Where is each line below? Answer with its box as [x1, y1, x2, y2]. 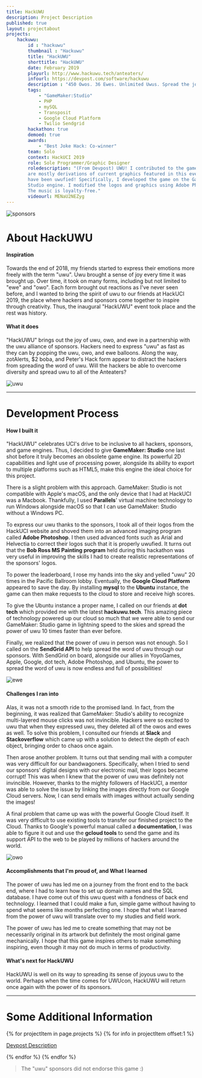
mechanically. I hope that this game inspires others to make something [6, 937, 182, 944]
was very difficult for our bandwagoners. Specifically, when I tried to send [6, 760, 190, 767]
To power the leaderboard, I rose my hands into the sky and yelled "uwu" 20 [6, 571, 195, 578]
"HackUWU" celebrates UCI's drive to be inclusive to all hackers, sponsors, [6, 440, 193, 448]
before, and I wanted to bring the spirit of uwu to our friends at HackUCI [6, 290, 185, 297]
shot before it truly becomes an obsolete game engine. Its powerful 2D [6, 453, 182, 460]
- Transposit [38, 109, 71, 115]
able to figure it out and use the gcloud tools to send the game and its [6, 829, 180, 836]
